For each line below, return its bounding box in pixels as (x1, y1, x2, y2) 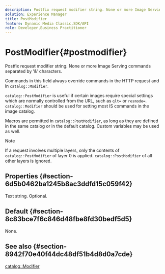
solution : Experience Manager (5, 12, 67, 17)
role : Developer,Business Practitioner (5, 26, 87, 31)
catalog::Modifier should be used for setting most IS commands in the (5, 103, 149, 109)
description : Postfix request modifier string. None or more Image (5, 7, 146, 12)
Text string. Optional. (5, 193, 48, 199)
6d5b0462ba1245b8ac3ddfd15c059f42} (5, 180, 133, 188)
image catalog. (5, 108, 35, 114)
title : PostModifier (5, 16, 48, 21)
